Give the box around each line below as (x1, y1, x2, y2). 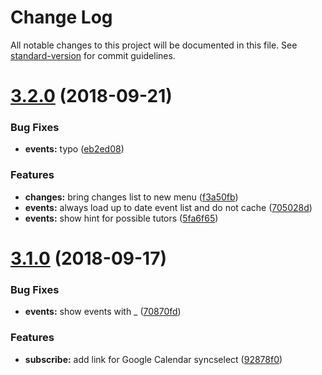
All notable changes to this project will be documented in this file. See (10, 39, 298, 51)
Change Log (10, 6, 113, 29)
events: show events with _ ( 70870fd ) (24, 306, 182, 318)
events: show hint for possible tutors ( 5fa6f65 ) (24, 212, 219, 224)
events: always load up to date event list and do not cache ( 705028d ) (24, 201, 313, 213)
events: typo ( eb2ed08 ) (24, 143, 125, 155)
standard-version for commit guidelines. (10, 49, 176, 61)
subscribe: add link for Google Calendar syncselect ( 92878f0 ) (24, 353, 283, 365)
